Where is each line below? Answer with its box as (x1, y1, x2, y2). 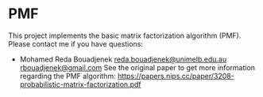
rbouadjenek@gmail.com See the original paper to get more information (19, 62, 256, 72)
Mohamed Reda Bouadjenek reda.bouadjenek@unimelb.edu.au (19, 54, 227, 64)
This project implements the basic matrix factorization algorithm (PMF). (8, 31, 242, 40)
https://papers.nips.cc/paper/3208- (118, 71, 234, 80)
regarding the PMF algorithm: (19, 71, 117, 80)
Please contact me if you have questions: (8, 39, 143, 48)
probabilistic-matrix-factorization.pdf (19, 80, 141, 89)
